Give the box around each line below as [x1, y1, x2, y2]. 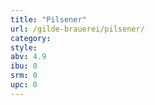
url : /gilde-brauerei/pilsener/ [10, 24, 145, 34]
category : [10, 33, 52, 43]
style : [10, 42, 38, 53]
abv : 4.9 [10, 52, 47, 62]
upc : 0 [10, 80, 38, 90]
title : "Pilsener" [10, 14, 87, 25]
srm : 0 [10, 71, 38, 81]
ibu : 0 [10, 61, 38, 71]
